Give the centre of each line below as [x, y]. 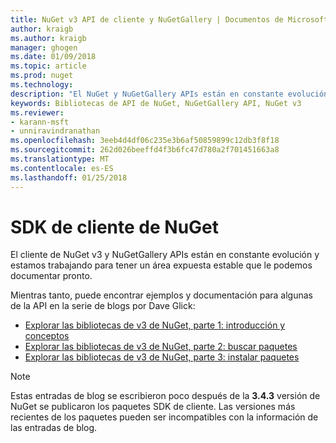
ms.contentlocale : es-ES [62, 168]
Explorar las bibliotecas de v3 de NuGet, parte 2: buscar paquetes [161, 347]
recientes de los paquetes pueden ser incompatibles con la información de [164, 417]
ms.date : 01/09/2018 [53, 57]
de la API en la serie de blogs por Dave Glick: [103, 306]
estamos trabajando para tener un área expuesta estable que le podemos [161, 265]
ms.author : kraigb [48, 38]
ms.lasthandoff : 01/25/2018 [69, 177]
